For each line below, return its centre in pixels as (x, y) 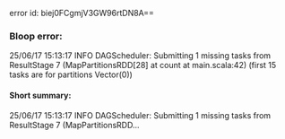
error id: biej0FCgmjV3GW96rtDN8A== (82, 13)
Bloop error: (36, 36)
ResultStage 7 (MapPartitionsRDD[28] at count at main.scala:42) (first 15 (143, 65)
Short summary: (40, 95)
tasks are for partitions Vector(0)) (71, 74)
